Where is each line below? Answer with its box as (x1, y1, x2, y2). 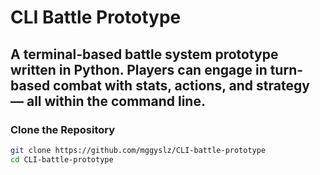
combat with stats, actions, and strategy (53, 77, 310, 94)
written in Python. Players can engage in (10, 61, 268, 78)
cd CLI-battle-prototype (10, 154, 114, 165)
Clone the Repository (10, 122, 116, 136)
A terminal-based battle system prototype (10, 46, 279, 63)
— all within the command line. (10, 92, 206, 110)
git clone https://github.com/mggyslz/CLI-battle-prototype (10, 145, 267, 155)
